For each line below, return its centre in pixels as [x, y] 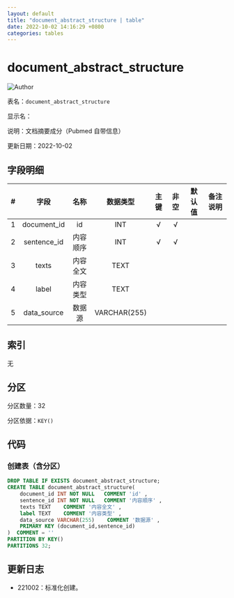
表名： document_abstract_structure [58, 101]
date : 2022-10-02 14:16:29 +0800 [56, 27]
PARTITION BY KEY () [36, 539]
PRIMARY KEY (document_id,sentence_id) [78, 526]
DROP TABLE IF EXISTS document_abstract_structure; [84, 481]
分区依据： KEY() [30, 420]
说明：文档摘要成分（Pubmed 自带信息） [66, 131]
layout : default [31, 14]
